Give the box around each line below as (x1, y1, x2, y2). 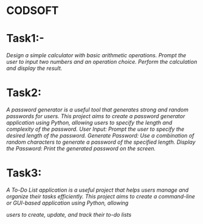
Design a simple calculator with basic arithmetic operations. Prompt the (6, 52, 187, 59)
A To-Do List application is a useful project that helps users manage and (6, 186, 189, 194)
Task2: (6, 86, 41, 100)
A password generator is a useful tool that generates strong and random (6, 106, 189, 113)
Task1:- (6, 32, 44, 46)
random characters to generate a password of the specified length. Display (6, 138, 196, 146)
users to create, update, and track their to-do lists (6, 211, 132, 218)
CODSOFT (6, 4, 59, 18)
